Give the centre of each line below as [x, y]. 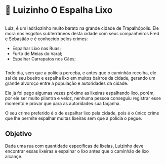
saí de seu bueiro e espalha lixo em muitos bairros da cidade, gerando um [80, 78]
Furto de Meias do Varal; [37, 54]
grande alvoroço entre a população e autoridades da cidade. [67, 83]
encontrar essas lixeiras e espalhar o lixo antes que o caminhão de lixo [77, 151]
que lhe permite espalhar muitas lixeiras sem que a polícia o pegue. [74, 118]
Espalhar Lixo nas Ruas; [37, 48]
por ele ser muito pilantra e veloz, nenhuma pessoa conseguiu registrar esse [83, 98]
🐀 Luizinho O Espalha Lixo [59, 10]
